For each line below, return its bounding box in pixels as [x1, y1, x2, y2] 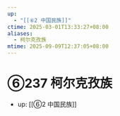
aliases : [7, 30, 33, 37]
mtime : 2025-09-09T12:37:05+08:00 [7, 43, 109, 50]
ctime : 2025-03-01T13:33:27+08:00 [7, 23, 109, 30]
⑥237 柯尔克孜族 [7, 75, 113, 91]
